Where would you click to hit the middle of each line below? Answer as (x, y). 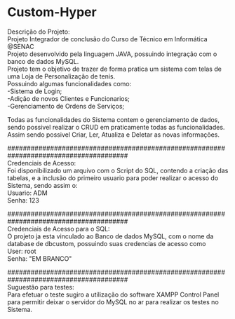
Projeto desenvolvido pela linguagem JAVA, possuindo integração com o (112, 54)
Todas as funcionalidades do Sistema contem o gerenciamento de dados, (113, 119)
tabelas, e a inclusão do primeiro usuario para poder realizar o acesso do (113, 178)
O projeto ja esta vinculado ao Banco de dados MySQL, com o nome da (110, 236)
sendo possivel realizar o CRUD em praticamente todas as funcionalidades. (116, 127)
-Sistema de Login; (35, 91)
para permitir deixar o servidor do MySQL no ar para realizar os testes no (113, 301)
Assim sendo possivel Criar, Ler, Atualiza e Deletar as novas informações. (113, 135)
